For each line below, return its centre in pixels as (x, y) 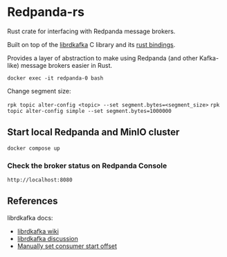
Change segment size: (39, 91)
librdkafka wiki (38, 231)
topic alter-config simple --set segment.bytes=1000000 (89, 111)
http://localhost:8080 (40, 180)
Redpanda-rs (46, 12)
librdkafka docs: (30, 218)
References (33, 201)
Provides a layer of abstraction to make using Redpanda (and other (103, 58)
